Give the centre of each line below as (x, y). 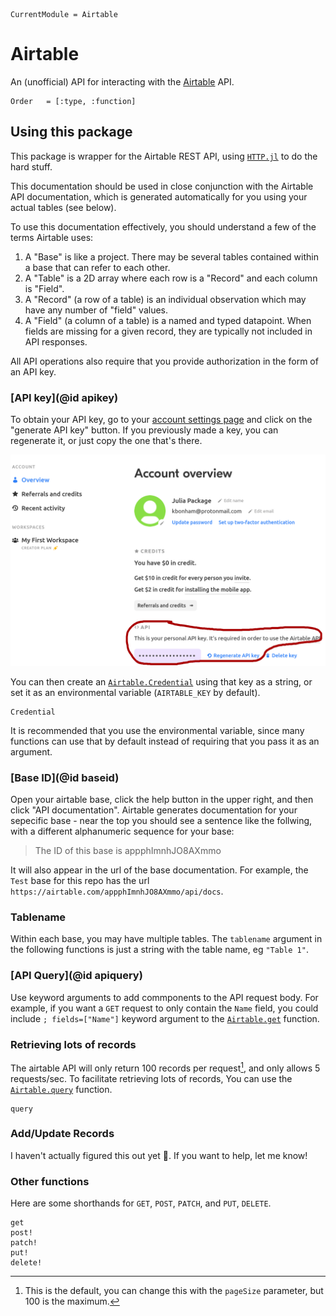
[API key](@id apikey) (64, 397)
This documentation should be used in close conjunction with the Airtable (162, 186)
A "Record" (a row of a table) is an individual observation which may (165, 299)
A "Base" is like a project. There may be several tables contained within (171, 256)
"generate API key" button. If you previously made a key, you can (144, 430)
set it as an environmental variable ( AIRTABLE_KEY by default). (135, 692)
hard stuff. (31, 166)
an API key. (33, 371)
